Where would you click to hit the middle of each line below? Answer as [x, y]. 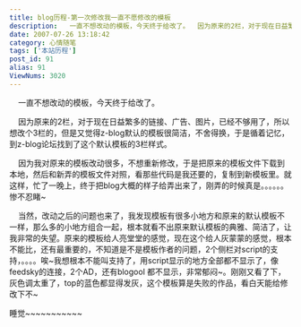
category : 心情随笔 [43, 43]
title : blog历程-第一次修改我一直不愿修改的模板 [90, 17]
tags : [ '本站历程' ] [43, 51]
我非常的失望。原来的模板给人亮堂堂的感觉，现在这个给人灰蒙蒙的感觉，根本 [150, 237]
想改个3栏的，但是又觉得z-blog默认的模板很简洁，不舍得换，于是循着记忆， [149, 133]
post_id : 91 [31, 59]
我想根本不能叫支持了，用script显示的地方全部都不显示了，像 [166, 260]
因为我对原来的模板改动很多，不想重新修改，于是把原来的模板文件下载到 [151, 163]
